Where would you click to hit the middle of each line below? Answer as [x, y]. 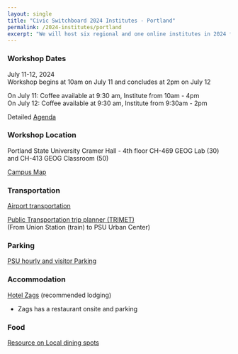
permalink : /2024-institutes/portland [64, 27]
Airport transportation [39, 206]
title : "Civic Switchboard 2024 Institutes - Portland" [91, 21]
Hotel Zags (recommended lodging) [59, 295]
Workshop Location [42, 135]
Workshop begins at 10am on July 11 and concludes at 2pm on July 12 [109, 82]
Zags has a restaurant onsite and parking [78, 309]
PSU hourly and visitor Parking [52, 261]
